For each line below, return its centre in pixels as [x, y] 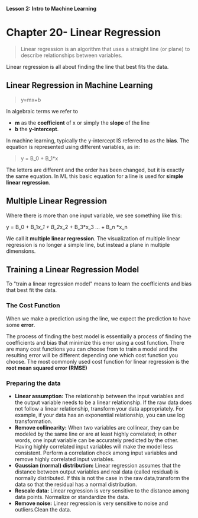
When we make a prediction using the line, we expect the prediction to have [98, 318]
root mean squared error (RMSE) [47, 368]
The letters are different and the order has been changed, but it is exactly [95, 170]
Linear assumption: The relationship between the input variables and [99, 396]
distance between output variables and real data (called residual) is [97, 472]
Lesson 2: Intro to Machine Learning [51, 9]
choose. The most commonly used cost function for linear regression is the [98, 361]
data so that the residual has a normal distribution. [76, 484]
